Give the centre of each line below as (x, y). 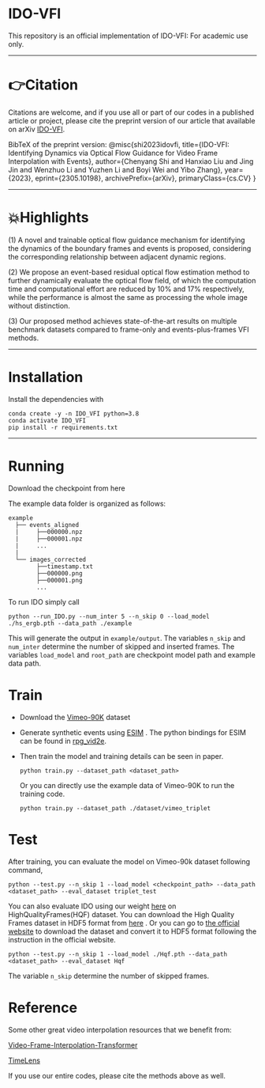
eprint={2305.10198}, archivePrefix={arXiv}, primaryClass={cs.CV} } (146, 178)
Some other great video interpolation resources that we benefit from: (120, 1029)
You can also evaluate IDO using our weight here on (92, 906)
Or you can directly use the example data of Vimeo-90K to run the (127, 785)
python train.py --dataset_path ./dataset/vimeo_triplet (115, 808)
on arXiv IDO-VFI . (37, 129)
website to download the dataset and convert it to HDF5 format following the (132, 931)
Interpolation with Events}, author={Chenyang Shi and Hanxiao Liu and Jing (131, 161)
